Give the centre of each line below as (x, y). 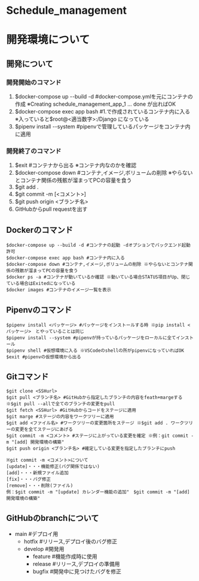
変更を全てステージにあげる (44, 429)
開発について (30, 64)
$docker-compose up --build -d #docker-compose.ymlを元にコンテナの (104, 97)
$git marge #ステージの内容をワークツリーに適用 (60, 417)
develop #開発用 (44, 549)
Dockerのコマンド (40, 230)
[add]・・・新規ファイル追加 (37, 473)
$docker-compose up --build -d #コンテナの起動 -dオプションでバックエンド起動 (99, 245)
